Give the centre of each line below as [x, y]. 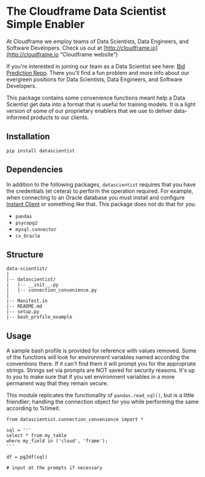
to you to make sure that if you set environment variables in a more [91, 377]
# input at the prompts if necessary [54, 468]
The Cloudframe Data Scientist [86, 11]
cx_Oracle [28, 236]
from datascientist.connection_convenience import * [75, 420]
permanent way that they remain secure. [58, 383]
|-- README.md [24, 306]
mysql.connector [36, 229]
